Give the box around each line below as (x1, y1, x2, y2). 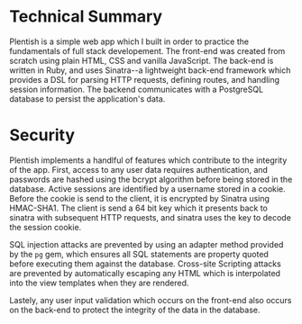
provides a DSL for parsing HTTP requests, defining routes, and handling (9, 74, 280, 85)
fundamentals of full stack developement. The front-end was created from (9, 45, 286, 56)
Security (9, 125, 75, 146)
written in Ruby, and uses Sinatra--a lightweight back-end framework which (9, 65, 291, 76)
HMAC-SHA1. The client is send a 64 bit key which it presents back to (9, 202, 268, 213)
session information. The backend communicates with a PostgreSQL (9, 84, 264, 94)
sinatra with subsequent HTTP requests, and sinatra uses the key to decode (9, 211, 291, 222)
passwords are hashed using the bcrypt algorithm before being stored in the (9, 174, 293, 184)
